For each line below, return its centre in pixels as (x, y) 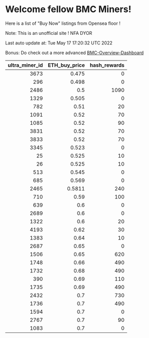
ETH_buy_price (66, 65)
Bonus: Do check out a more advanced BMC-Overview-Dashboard (74, 53)
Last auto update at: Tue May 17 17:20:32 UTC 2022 (59, 43)
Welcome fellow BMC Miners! (68, 9)
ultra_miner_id (25, 65)
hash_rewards (107, 65)
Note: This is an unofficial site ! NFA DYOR (49, 33)
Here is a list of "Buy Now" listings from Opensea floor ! (63, 23)
